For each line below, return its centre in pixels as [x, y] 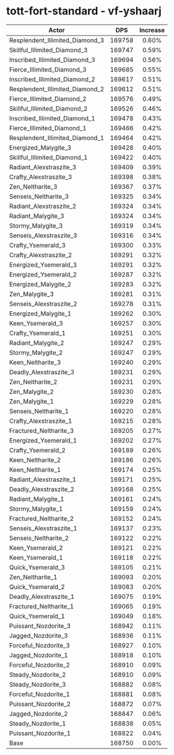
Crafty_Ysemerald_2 [37, 450]
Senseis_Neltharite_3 [39, 196]
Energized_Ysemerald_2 [43, 274]
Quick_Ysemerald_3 [37, 567]
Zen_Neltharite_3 [33, 186]
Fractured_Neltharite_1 [41, 606]
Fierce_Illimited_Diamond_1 [48, 128]
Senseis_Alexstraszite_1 [43, 528]
